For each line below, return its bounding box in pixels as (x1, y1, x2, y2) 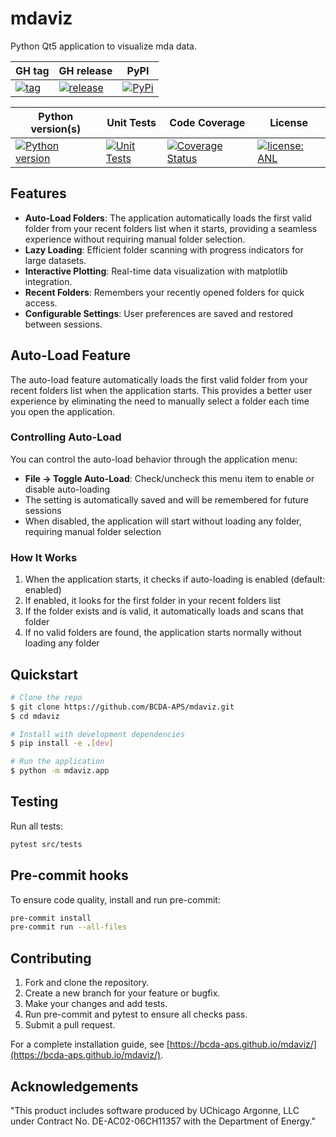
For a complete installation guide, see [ (10, 1038, 170, 1051)
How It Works (10, 550, 78, 564)
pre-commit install (10, 913, 92, 923)
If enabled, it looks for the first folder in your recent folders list (24, 595, 282, 607)
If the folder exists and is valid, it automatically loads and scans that (24, 605, 304, 617)
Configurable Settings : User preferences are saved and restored (24, 307, 294, 319)
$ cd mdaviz (10, 711, 60, 721)
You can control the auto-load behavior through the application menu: (10, 453, 298, 465)
